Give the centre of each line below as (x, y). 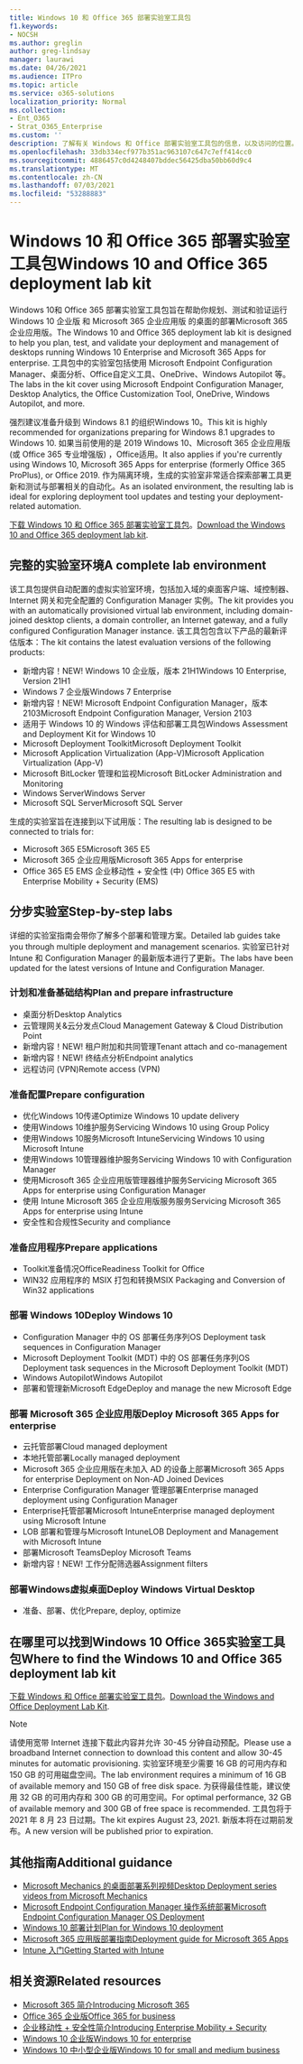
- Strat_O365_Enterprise (56, 127)
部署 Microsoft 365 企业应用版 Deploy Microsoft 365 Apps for (144, 1413)
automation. (60, 505)
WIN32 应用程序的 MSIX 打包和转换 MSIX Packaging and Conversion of (154, 1280)
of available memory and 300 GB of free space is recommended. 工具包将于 (151, 1809)
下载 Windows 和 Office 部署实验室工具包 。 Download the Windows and (142, 1697)
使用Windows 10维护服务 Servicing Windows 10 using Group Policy (146, 1127)
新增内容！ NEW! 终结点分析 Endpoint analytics (108, 1058)
